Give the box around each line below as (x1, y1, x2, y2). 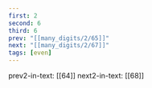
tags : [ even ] (8, 49, 52, 57)
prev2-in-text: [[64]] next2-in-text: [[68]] (8, 71, 145, 80)
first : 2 (8, 11, 38, 20)
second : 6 (8, 19, 42, 27)
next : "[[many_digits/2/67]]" (8, 42, 110, 50)
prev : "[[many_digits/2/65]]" (8, 34, 110, 42)
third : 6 (8, 26, 38, 34)
